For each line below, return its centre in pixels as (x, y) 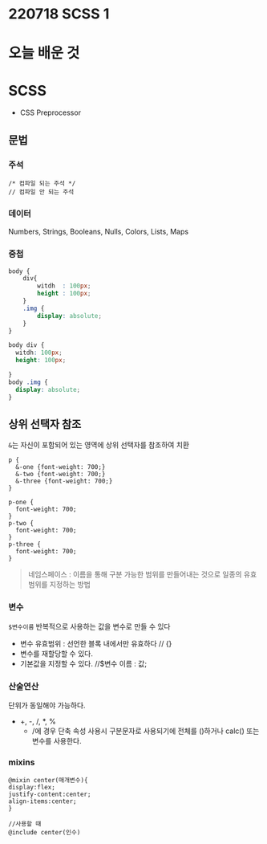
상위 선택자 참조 (45, 424)
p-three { (25, 544)
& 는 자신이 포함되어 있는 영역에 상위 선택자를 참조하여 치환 (99, 445)
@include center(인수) (44, 833)
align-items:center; (43, 801)
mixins (22, 762)
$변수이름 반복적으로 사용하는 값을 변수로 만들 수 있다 (89, 626)
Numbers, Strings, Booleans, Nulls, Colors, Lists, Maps (99, 232)
